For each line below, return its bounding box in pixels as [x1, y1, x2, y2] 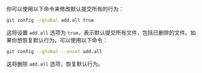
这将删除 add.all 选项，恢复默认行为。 [6, 60, 104, 68]
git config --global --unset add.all [6, 48, 103, 54]
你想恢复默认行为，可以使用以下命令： [11, 36, 108, 43]
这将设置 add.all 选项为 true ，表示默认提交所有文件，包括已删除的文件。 [6, 29, 191, 36]
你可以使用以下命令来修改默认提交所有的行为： [6, 5, 124, 12]
